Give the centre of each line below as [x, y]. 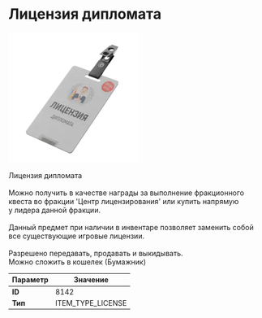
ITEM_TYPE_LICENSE [91, 303]
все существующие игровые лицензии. [76, 236]
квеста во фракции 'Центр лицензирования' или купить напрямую [124, 201]
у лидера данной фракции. [55, 210]
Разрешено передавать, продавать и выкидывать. [96, 253]
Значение [91, 280]
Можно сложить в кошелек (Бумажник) [77, 262]
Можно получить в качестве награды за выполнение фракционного [127, 193]
